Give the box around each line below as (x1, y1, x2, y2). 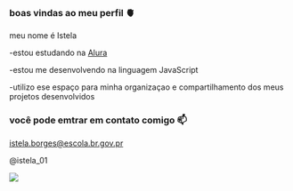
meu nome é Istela (9, 30, 77, 41)
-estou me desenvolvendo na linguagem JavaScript (9, 65, 199, 76)
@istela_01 (9, 155, 48, 165)
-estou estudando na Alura (9, 47, 108, 59)
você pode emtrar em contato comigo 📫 (9, 114, 187, 126)
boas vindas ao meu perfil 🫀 (9, 6, 135, 19)
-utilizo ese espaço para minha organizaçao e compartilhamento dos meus (9, 82, 284, 92)
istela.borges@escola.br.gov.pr (9, 138, 124, 148)
